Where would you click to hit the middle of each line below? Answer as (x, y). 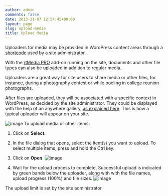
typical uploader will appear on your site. (47, 114)
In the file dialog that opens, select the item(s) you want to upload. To (84, 143)
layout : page (19, 24)
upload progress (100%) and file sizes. (52, 178)
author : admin (20, 10)
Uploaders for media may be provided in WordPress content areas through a (84, 47)
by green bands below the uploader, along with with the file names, (82, 173)
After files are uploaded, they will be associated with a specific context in (81, 98)
